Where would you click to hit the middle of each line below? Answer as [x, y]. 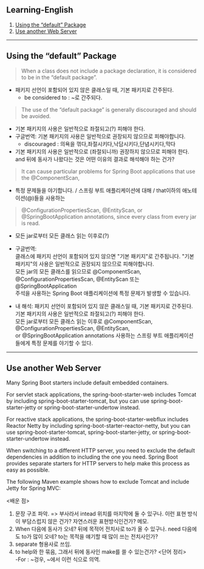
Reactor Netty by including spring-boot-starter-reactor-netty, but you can [98, 426]
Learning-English [40, 10]
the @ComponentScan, [50, 178]
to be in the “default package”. [59, 77]
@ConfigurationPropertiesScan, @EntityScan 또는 [77, 279]
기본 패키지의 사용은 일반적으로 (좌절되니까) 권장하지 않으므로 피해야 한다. [102, 151]
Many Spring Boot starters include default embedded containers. [87, 383]
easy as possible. [28, 470]
